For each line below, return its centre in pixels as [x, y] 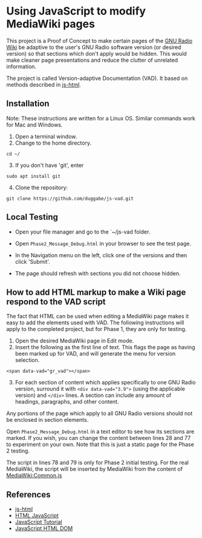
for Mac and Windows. [34, 125]
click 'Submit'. [32, 261]
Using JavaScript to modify [76, 11]
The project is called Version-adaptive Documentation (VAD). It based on [97, 78]
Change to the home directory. [53, 143]
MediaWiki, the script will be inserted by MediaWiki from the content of [95, 469]
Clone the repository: [41, 187]
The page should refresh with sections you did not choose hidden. [98, 273]
